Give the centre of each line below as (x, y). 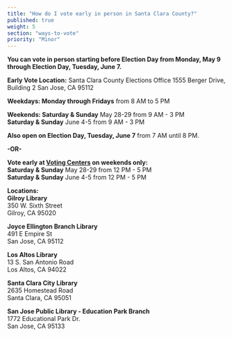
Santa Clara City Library (42, 283)
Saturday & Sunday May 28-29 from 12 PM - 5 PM (80, 170)
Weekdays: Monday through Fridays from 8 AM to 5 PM (89, 101)
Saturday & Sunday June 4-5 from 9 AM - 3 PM (76, 122)
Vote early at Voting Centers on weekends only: (77, 163)
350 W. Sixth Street (35, 205)
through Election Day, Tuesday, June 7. (64, 67)
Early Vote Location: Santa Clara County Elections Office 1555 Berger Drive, (116, 80)
